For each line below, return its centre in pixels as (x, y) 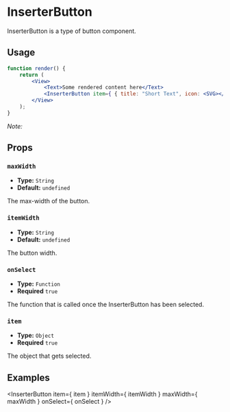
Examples (28, 377)
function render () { (37, 68)
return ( (32, 75)
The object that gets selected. (49, 356)
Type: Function (38, 284)
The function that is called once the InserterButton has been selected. (105, 305)
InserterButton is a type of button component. (72, 31)
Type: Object (36, 335)
